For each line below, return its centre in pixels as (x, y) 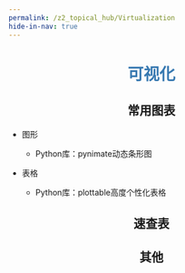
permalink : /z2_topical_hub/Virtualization (92, 18)
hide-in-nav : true (43, 26)
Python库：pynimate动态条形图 (93, 153)
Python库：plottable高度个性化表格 (101, 192)
